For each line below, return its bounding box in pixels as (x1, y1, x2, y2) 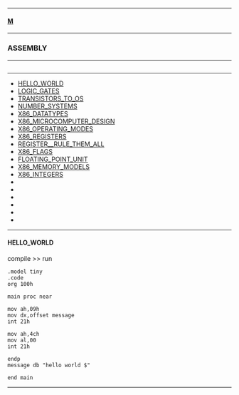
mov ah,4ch (7, 330, 40, 337)
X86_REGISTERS (17, 132, 67, 140)
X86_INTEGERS (17, 170, 64, 178)
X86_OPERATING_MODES (17, 124, 94, 133)
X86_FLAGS (17, 147, 53, 155)
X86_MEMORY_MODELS (17, 162, 90, 171)
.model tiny (7, 268, 43, 275)
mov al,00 (7, 337, 37, 344)
